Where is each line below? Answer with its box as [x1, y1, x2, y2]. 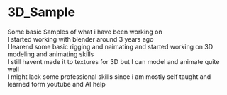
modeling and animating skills [7, 50, 94, 58]
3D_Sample [7, 4, 76, 20]
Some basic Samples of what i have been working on [7, 27, 162, 36]
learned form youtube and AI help [7, 80, 106, 88]
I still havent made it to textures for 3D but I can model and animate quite [7, 57, 220, 65]
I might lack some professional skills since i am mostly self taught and [7, 72, 211, 81]
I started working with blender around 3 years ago [7, 34, 154, 43]
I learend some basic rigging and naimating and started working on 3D [7, 42, 214, 51]
